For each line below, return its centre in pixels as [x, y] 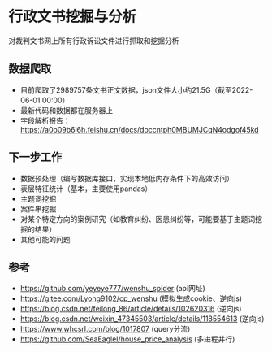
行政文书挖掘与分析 [73, 17]
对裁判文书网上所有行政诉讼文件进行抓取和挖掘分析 [94, 41]
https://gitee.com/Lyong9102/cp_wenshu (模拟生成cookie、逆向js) [131, 298]
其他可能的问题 [45, 239]
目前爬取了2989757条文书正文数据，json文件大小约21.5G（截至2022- [136, 89]
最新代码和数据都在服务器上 [67, 110]
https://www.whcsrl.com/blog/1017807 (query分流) [105, 329]
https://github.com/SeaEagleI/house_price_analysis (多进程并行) [127, 339]
